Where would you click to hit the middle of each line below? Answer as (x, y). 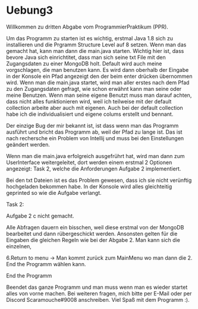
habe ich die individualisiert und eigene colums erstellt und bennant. (90, 114)
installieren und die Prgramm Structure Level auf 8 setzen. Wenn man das (96, 45)
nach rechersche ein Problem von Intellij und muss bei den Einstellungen (95, 138)
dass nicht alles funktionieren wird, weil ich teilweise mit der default (89, 101)
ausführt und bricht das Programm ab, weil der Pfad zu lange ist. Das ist (94, 132)
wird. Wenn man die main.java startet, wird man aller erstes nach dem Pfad (98, 82)
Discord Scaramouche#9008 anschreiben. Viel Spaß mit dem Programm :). (98, 299)
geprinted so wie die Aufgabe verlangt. (54, 193)
